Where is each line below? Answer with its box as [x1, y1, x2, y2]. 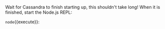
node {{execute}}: [5, 19, 40, 25]
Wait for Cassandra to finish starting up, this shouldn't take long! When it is [5, 4, 160, 10]
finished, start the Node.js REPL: [5, 9, 72, 15]
